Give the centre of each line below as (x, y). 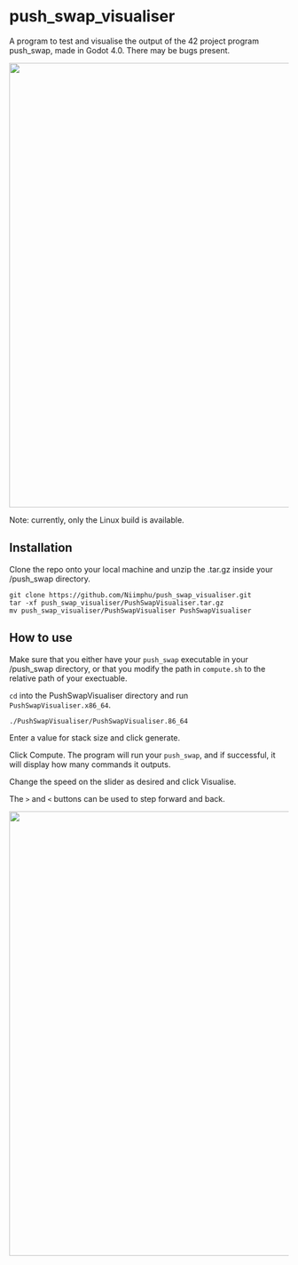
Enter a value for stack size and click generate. (95, 737)
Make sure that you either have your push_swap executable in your (129, 659)
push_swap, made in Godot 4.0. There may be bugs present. (120, 50)
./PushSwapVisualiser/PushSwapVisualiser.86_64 (99, 721)
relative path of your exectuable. (68, 678)
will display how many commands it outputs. (90, 764)
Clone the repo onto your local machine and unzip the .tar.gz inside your (141, 569)
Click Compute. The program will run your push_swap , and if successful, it (143, 755)
